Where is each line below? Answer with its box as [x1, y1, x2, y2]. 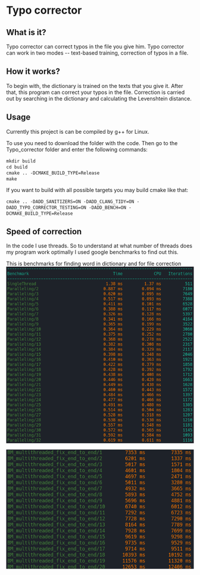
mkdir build [6, 158, 36, 164]
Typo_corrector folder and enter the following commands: [6, 146, 148, 153]
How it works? [6, 67, 61, 77]
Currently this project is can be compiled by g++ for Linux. [6, 128, 150, 135]
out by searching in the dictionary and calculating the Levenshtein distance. [6, 95, 192, 102]
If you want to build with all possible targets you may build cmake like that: [6, 186, 189, 193]
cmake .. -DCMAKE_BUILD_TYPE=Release [6, 170, 100, 176]
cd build [6, 164, 28, 170]
